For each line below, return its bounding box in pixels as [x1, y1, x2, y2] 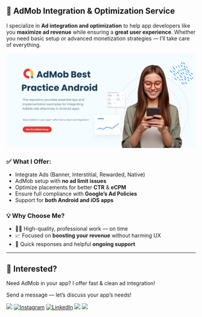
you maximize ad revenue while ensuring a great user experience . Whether [6, 28, 196, 35]
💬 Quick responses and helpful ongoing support [14, 241, 135, 248]
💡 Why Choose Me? [6, 212, 65, 220]
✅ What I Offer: [6, 157, 52, 165]
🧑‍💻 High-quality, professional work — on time [14, 225, 128, 232]
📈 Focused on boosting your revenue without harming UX [14, 232, 161, 239]
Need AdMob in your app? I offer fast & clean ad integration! [6, 280, 155, 287]
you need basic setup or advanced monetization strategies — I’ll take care [6, 34, 190, 42]
